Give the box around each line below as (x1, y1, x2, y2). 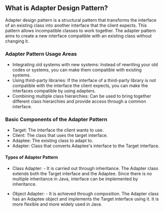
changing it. (5, 38, 30, 44)
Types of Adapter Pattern (5, 154, 58, 160)
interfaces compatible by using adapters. (12, 88, 96, 94)
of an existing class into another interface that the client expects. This (5, 22, 147, 28)
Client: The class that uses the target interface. (12, 132, 108, 138)
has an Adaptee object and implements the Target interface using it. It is (12, 196, 159, 202)
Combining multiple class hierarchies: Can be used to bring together (12, 93, 152, 99)
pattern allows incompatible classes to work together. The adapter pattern (5, 27, 156, 34)
